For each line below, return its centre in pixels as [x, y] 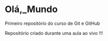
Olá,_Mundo [31, 9]
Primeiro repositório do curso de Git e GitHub [52, 23]
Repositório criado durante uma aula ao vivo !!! [54, 33]
